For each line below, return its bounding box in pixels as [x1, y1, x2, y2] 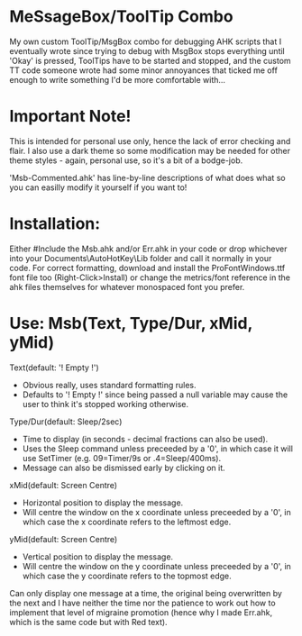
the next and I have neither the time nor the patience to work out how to [9, 597, 277, 608]
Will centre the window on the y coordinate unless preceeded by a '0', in [22, 560, 291, 571]
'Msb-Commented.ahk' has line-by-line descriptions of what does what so [9, 172, 286, 183]
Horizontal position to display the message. [22, 497, 184, 508]
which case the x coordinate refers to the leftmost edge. [22, 516, 232, 527]
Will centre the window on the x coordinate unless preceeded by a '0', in [22, 506, 291, 517]
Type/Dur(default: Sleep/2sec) [9, 416, 123, 427]
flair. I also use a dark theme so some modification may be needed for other [9, 145, 291, 156]
